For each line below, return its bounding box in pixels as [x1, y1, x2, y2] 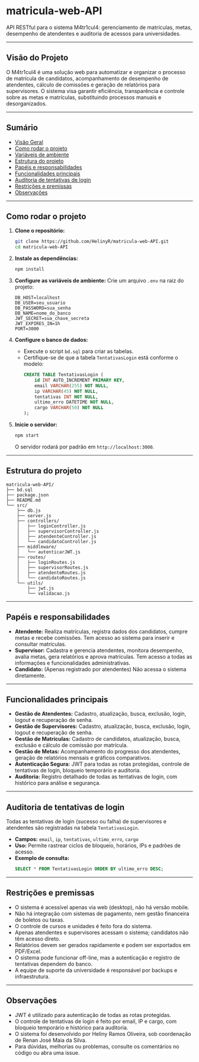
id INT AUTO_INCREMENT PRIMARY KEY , [34, 377, 125, 383]
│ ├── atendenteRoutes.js [17, 570, 86, 576]
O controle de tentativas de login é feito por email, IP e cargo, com [14, 1018, 177, 1025]
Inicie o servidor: [14, 421, 57, 428]
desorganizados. [6, 100, 47, 107]
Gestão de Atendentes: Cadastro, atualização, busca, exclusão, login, [14, 710, 187, 717]
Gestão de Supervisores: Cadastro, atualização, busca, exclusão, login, [14, 723, 191, 730]
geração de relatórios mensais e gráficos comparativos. [14, 754, 152, 762]
